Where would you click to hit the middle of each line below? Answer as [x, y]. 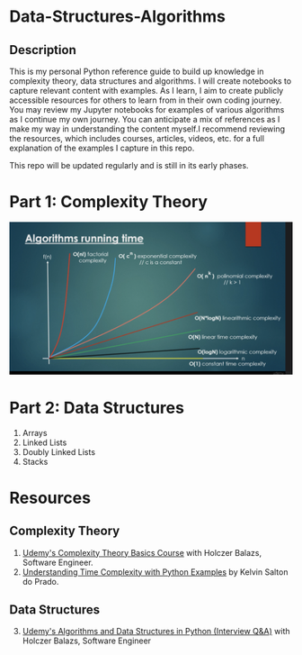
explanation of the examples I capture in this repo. [102, 148]
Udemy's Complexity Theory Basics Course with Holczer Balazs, [142, 552]
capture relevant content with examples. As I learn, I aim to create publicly [147, 91]
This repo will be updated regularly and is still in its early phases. [129, 165]
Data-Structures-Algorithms [118, 17]
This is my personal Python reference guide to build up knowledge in [137, 71]
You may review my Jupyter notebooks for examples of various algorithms [147, 109]
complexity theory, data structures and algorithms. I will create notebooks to [151, 81]
